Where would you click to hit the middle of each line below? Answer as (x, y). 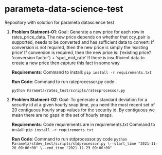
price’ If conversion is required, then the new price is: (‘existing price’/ (81, 52)
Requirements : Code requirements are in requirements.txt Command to (83, 124)
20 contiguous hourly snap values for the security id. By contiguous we (83, 110)
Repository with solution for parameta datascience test (60, 22)
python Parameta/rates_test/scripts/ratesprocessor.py (68, 90)
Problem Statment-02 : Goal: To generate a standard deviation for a (79, 99)
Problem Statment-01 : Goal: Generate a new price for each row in (78, 32)
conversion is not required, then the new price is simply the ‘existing (80, 47)
